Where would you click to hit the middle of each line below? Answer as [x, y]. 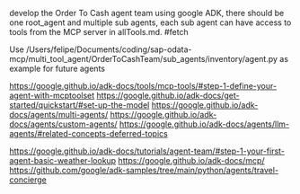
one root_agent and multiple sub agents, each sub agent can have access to [150, 22]
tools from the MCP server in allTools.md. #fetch [99, 32]
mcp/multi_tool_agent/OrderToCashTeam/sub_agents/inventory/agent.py [144, 59]
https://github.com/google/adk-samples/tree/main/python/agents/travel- [144, 170]
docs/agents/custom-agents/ [64, 124]
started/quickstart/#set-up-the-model [79, 105]
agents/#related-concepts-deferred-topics [88, 133]
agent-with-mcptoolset [52, 95]
